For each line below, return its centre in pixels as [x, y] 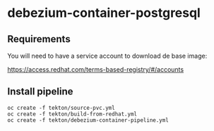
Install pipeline [40, 92]
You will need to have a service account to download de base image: [107, 56]
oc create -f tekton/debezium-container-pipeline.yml [88, 120]
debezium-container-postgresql [104, 13]
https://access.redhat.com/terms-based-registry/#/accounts [96, 69]
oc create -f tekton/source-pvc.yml [61, 108]
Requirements [39, 39]
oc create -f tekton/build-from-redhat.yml [72, 114]
